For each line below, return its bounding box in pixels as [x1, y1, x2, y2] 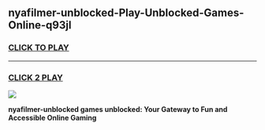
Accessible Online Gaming [8, 113, 97, 122]
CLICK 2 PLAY [8, 72, 63, 83]
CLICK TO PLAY [8, 43, 69, 54]
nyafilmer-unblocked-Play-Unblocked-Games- [8, 6, 244, 20]
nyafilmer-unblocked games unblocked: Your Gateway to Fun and [8, 104, 228, 113]
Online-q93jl [8, 19, 72, 32]
